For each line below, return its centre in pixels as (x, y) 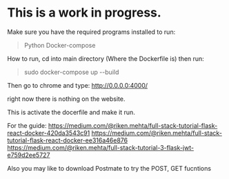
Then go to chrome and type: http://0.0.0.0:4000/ (78, 85)
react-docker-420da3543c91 (49, 133)
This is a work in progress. (84, 13)
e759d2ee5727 (29, 155)
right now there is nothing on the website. (66, 99)
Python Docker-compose (60, 45)
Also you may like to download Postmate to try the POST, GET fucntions (109, 168)
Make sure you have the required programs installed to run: (91, 32)
